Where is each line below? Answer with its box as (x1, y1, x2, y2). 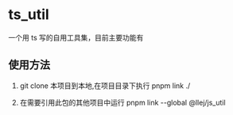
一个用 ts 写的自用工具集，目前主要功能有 (8, 33, 144, 42)
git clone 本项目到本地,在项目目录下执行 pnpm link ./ (19, 81, 191, 90)
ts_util (8, 6, 49, 24)
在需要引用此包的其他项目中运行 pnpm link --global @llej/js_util (19, 98, 226, 107)
